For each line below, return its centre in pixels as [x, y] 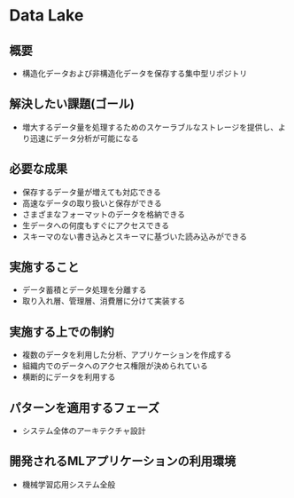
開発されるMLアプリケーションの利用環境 [123, 461]
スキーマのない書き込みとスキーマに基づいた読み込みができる [135, 236]
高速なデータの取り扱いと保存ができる [92, 203]
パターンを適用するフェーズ [84, 408]
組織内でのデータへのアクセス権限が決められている [115, 366]
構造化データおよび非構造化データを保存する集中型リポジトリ [135, 73]
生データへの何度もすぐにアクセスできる [96, 225]
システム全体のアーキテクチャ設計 [84, 431]
